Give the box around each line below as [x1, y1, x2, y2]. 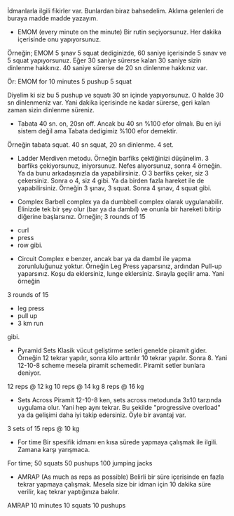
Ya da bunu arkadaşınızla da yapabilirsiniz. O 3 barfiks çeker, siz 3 [17, 169, 209, 177]
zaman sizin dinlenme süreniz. [7, 106, 95, 114]
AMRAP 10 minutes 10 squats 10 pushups [7, 501, 126, 509]
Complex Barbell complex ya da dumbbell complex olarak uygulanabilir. [17, 197, 223, 206]
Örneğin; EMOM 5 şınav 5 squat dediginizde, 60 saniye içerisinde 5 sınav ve [7, 49, 227, 57]
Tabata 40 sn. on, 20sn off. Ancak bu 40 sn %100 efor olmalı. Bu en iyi [17, 119, 221, 128]
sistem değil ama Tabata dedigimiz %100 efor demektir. [17, 127, 178, 135]
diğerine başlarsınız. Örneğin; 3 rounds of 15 [17, 213, 146, 220]
